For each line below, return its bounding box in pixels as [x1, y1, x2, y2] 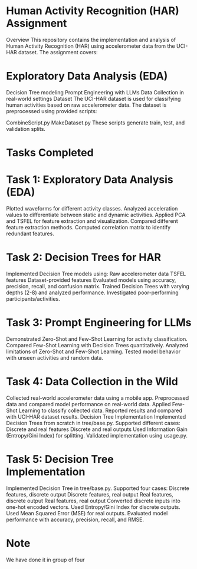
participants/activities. [6, 295, 60, 302]
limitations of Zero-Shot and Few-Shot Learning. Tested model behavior [6, 348, 181, 355]
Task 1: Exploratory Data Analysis [6, 173, 173, 186]
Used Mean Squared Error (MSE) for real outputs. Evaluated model [6, 509, 168, 517]
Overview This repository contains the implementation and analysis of [6, 36, 176, 43]
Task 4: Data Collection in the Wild [6, 375, 179, 389]
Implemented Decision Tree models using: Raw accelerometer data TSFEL [6, 270, 186, 277]
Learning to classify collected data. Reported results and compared [18, 407, 183, 414]
